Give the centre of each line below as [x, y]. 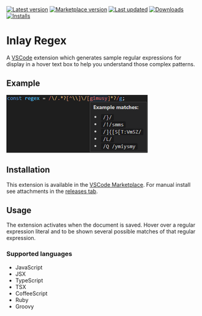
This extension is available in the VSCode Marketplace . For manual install [99, 184]
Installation [28, 170]
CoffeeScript [31, 293]
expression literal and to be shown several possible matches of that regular [101, 231]
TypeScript [29, 280]
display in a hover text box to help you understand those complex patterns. [101, 64]
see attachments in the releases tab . [52, 191]
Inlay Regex [36, 41]
